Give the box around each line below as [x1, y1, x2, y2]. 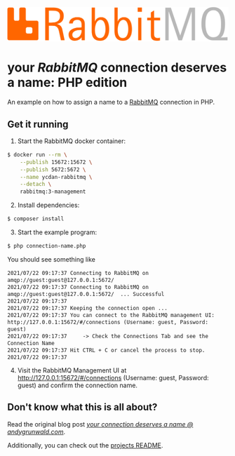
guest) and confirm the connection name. [17, 381, 138, 389]
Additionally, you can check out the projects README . [7, 441, 163, 449]
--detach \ [20, 181, 52, 188]
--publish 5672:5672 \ [20, 166, 86, 173]
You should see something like [7, 255, 96, 263]
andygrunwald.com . [7, 427, 66, 436]
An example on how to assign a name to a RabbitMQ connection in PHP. [7, 98, 215, 107]
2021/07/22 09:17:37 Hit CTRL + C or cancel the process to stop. [7, 347, 206, 354]
